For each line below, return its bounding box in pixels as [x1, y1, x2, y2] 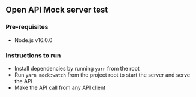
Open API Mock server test [5, 5, 108, 15]
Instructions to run [5, 51, 61, 59]
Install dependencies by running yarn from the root [14, 65, 140, 72]
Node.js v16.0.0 [14, 36, 53, 44]
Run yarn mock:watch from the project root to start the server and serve [14, 71, 190, 78]
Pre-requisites [5, 23, 49, 31]
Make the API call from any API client [14, 84, 106, 91]
